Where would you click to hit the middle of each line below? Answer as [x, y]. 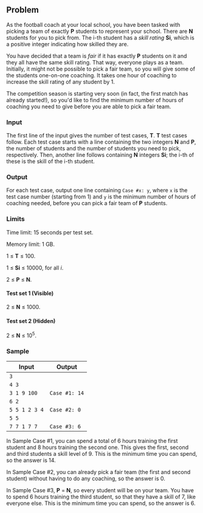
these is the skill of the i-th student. [51, 161]
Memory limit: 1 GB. [31, 244]
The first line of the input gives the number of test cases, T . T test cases [97, 136]
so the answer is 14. [31, 460]
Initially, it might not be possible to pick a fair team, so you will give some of [101, 69]
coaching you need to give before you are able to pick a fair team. [89, 106]
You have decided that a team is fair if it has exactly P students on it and [97, 56]
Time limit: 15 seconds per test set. [50, 232]
